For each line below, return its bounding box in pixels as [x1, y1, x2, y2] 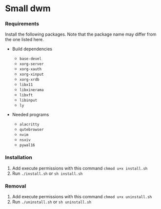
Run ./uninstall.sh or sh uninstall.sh [12, 199, 92, 205]
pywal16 [19, 143, 35, 148]
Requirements [5, 21, 40, 27]
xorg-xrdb [19, 77, 40, 82]
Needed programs [12, 112, 49, 118]
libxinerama [19, 87, 44, 93]
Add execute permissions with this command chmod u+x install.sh [12, 165, 148, 171]
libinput [19, 98, 38, 103]
